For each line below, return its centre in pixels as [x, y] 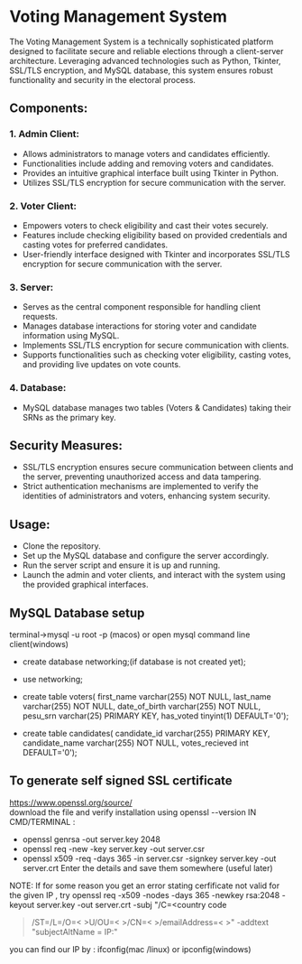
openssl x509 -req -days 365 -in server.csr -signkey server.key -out [149, 858]
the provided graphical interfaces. [85, 585]
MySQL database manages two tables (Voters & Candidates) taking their [157, 407]
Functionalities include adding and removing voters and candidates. [148, 163]
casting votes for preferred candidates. [95, 245]
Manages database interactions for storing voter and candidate [139, 326]
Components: [49, 109]
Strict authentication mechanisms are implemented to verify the [140, 487]
